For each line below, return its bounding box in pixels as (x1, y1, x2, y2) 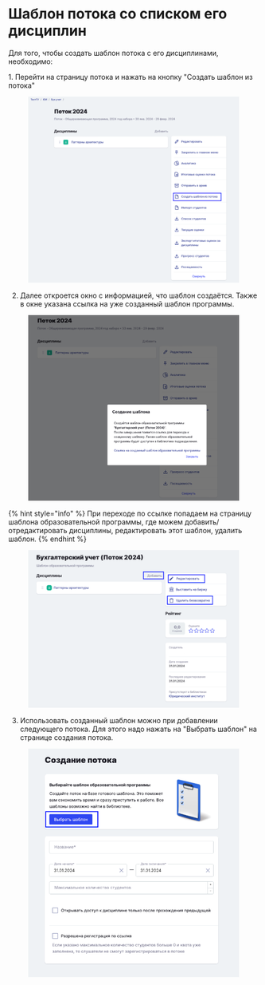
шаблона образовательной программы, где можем (8, 517, 183, 527)
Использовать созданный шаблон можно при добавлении (19, 716, 219, 726)
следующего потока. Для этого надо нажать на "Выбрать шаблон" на (19, 724, 257, 734)
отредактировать (8, 526, 68, 536)
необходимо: (8, 57, 53, 66)
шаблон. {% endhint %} (8, 534, 88, 544)
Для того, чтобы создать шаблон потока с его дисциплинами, (8, 48, 219, 57)
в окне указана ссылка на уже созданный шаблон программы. (19, 299, 235, 309)
